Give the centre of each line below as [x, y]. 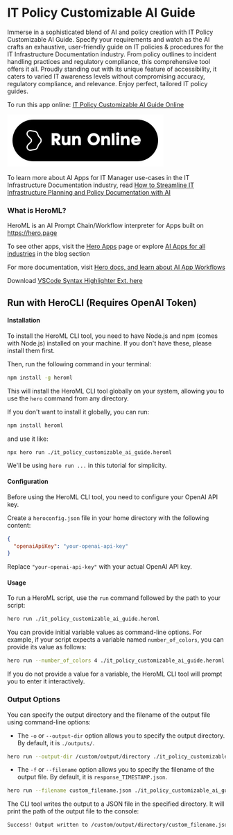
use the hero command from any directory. [68, 398]
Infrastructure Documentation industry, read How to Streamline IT [101, 185]
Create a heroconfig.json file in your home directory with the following [108, 518]
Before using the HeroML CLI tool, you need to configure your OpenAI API [113, 497]
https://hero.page [32, 233]
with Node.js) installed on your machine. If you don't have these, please [110, 343]
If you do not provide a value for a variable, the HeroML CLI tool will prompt [115, 674]
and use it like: [28, 439]
